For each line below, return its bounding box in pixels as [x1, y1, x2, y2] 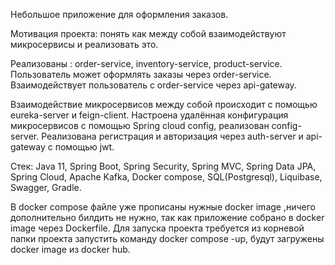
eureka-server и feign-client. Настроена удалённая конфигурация [10, 109, 289, 121]
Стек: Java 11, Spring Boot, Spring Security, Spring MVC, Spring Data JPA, [10, 160, 317, 172]
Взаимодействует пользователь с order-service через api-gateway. [10, 79, 297, 91]
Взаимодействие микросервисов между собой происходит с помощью [10, 99, 318, 110]
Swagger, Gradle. [10, 182, 82, 193]
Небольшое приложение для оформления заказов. [10, 9, 229, 20]
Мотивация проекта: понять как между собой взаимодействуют [10, 28, 287, 39]
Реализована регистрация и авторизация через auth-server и [41, 130, 304, 142]
